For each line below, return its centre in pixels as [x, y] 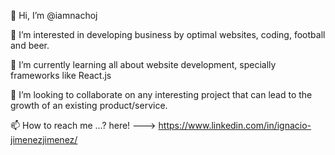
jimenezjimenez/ [44, 139]
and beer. [30, 45]
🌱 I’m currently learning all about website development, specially [143, 64]
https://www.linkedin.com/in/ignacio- [235, 125]
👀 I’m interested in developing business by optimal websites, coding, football [168, 34]
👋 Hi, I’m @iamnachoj [54, 15]
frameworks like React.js [61, 75]
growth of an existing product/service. [89, 105]
